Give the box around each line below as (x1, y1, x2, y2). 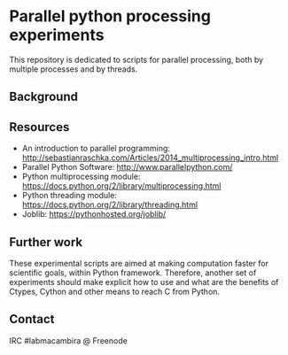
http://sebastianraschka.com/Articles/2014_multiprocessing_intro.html (21, 152, 279, 163)
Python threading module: (21, 190, 118, 201)
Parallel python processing (9, 6, 211, 27)
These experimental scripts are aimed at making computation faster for (9, 258, 269, 268)
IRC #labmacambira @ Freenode (9, 335, 128, 346)
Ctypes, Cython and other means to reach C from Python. (9, 286, 220, 297)
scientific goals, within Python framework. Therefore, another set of (9, 267, 257, 278)
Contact (9, 312, 55, 327)
